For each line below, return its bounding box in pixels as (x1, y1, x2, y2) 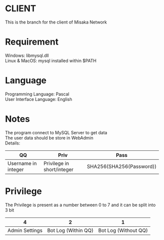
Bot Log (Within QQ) (47, 227, 94, 234)
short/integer (43, 166, 74, 173)
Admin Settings (7, 227, 43, 234)
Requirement (5, 36, 59, 48)
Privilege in (43, 160, 69, 167)
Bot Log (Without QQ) (98, 227, 148, 234)
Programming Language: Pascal (5, 91, 69, 97)
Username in (7, 160, 37, 167)
